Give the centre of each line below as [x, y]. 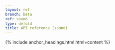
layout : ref [17, 10]
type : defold [19, 24]
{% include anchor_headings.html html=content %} [58, 42]
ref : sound [16, 19]
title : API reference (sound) [37, 28]
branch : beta [19, 14]
